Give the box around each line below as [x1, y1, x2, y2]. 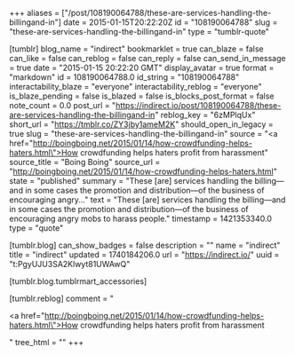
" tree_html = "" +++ [9, 337, 84, 347]
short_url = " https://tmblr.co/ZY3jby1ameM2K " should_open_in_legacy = [9, 119, 274, 130]
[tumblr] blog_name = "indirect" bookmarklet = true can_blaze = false [9, 43, 264, 54]
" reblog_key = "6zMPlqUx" [155, 110, 256, 120]
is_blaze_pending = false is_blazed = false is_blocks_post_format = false [9, 91, 275, 101]
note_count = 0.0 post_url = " [9, 100, 116, 110]
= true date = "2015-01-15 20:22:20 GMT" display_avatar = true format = [9, 62, 275, 73]
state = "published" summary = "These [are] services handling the [9, 176, 253, 185]
